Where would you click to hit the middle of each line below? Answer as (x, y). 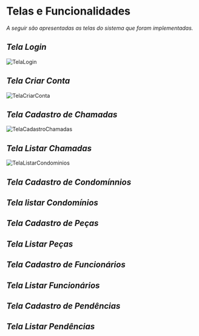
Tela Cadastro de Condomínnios (69, 182)
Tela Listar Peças (40, 244)
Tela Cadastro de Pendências (63, 306)
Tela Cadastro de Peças (52, 223)
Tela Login (26, 47)
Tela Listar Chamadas (49, 148)
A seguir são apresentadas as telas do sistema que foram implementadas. (100, 28)
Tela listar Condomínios (52, 203)
